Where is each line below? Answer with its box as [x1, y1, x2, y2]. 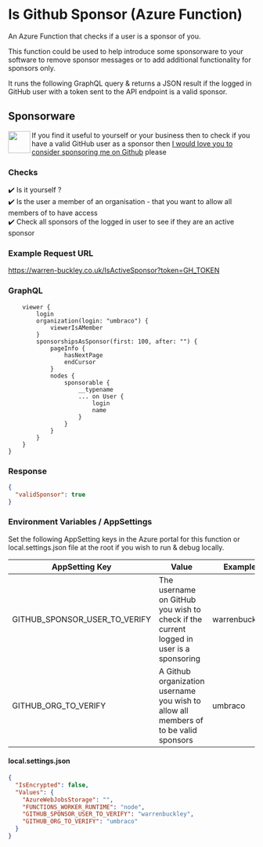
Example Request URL [8, 247, 94, 258]
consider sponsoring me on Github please [31, 147, 167, 156]
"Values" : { [15, 788, 55, 796]
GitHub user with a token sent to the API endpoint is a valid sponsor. [8, 86, 228, 96]
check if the [158, 614, 203, 625]
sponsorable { [63, 378, 110, 386]
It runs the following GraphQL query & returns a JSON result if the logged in [8, 78, 252, 88]
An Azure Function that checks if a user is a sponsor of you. [8, 31, 201, 41]
